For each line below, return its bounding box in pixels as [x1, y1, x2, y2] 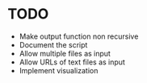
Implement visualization [19, 65, 99, 75]
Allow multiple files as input [19, 48, 111, 58]
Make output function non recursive [19, 31, 139, 41]
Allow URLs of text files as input [19, 57, 126, 67]
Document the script [19, 39, 88, 49]
